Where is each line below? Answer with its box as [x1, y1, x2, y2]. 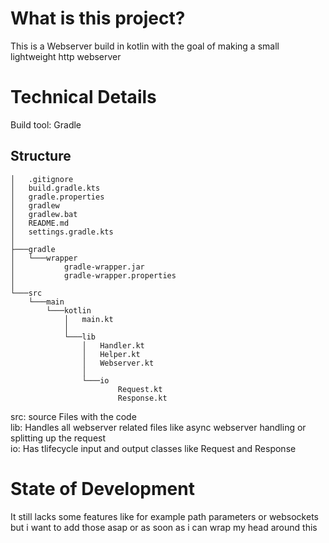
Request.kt [117, 384, 163, 394]
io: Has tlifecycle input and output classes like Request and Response [10, 442, 297, 454]
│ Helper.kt [81, 349, 141, 359]
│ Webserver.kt [81, 358, 155, 368]
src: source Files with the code [10, 410, 137, 422]
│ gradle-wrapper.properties [10, 270, 177, 281]
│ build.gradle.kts [10, 183, 101, 193]
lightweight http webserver [10, 50, 122, 62]
